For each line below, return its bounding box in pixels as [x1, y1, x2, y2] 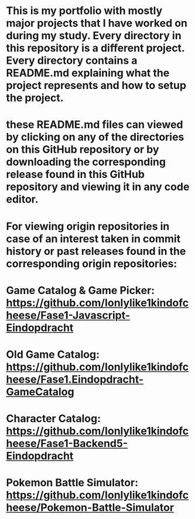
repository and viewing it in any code [6, 180, 190, 194]
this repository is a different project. [6, 42, 185, 55]
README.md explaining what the [6, 66, 170, 80]
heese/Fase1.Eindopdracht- [6, 373, 144, 386]
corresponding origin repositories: [6, 257, 177, 270]
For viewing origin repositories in [6, 220, 170, 233]
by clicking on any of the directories [6, 131, 184, 144]
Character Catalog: [6, 412, 101, 425]
